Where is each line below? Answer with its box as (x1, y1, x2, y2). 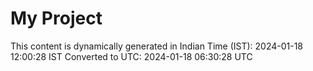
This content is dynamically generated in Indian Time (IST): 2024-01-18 (10, 40, 304, 52)
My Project (10, 7, 103, 30)
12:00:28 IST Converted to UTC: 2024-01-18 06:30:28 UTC (10, 50, 253, 62)
